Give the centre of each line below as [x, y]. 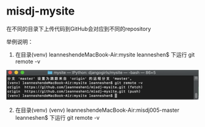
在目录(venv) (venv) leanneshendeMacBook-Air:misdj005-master [97, 110]
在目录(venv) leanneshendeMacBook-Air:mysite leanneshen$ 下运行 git [105, 54]
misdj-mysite [41, 11]
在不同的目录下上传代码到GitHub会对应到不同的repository [79, 29]
